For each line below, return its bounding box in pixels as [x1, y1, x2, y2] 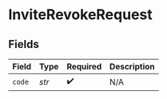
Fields [8, 38, 40, 51]
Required [66, 61, 102, 72]
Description [109, 61, 156, 72]
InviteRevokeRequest [8, 6, 153, 24]
